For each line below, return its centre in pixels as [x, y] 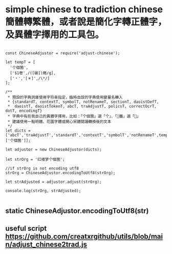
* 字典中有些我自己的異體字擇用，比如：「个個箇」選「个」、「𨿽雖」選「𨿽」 [74, 116]
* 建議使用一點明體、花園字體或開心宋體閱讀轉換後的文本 [59, 121]
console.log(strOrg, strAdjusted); [43, 190]
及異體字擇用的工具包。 [55, 35]
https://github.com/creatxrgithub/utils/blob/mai [84, 236]
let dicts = [18, 131]
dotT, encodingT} [24, 111]
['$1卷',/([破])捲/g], [33, 73]
